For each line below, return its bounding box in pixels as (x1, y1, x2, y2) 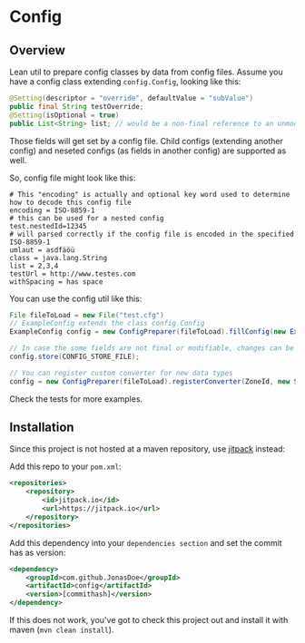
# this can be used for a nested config (9, 213, 165, 223)
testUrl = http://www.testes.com (9, 269, 136, 278)
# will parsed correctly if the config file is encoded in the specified (9, 229, 295, 239)
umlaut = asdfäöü (9, 245, 75, 255)
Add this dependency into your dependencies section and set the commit (9, 537, 283, 548)
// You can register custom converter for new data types (9, 368, 233, 377)
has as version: (9, 547, 66, 558)
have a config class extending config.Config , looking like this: (9, 76, 241, 87)
